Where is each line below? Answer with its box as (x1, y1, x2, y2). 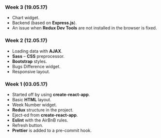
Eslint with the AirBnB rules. (12, 117, 68, 123)
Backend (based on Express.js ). (12, 20, 77, 26)
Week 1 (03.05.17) (5, 81, 48, 87)
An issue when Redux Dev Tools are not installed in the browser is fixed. (12, 25, 157, 31)
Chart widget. (12, 15, 40, 21)
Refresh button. (12, 122, 44, 128)
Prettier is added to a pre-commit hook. (12, 127, 92, 133)
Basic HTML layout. (12, 97, 52, 102)
